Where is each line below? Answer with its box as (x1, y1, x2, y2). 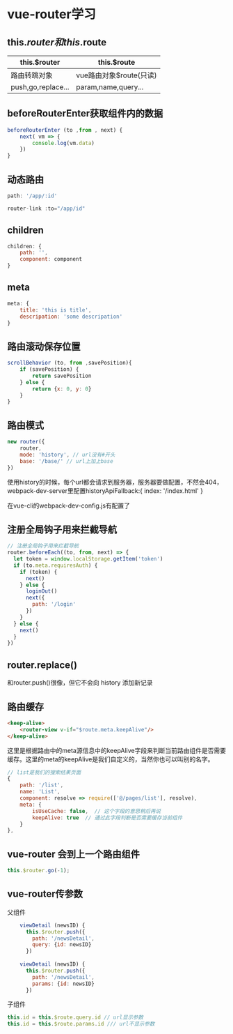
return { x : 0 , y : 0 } (32, 385, 92, 393)
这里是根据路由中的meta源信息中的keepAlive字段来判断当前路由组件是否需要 (7, 746, 226, 754)
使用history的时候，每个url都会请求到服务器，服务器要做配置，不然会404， (7, 478, 223, 486)
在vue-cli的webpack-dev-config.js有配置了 (7, 501, 131, 510)
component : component (19, 256, 82, 263)
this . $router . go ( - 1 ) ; (7, 867, 70, 874)
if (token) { (19, 568, 58, 575)
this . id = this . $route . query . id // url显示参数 (7, 1014, 144, 1021)
